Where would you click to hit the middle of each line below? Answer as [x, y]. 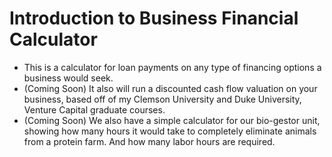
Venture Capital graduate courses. [94, 109]
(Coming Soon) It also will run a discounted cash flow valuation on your [170, 88]
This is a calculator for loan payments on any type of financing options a [172, 67]
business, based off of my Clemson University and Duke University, [162, 99]
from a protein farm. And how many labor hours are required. [149, 141]
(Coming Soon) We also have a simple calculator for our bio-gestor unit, [172, 120]
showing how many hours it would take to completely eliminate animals [170, 131]
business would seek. [68, 78]
